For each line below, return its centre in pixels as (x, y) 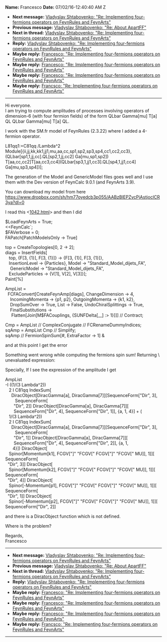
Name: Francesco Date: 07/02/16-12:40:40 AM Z (55, 7)
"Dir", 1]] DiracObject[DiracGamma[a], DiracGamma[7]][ (71, 438)
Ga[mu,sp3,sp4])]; (24, 167)
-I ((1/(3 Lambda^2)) (26, 385)
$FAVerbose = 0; (22, 232)
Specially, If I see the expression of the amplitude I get (61, 370)
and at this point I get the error (37, 345)
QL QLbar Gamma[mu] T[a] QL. (37, 121)
